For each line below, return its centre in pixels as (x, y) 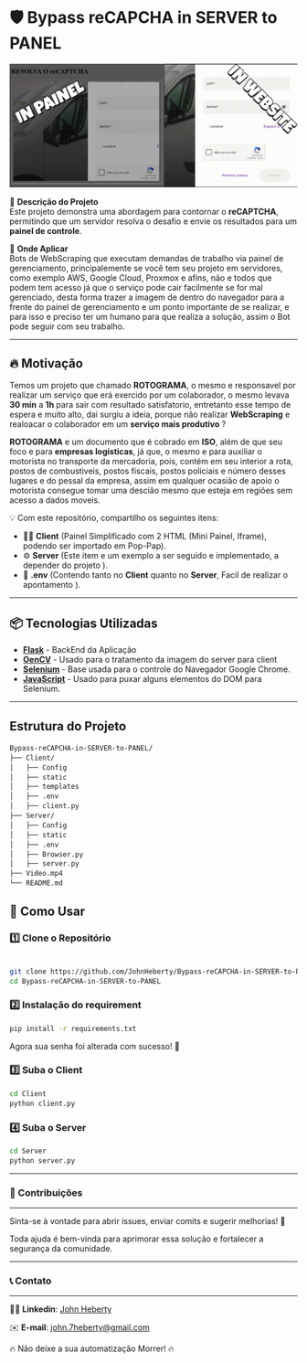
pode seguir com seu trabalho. (67, 326)
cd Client (28, 1093)
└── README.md (37, 883)
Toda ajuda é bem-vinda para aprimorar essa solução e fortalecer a (137, 1239)
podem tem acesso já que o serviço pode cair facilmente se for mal (136, 287)
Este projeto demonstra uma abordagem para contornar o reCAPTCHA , (144, 211)
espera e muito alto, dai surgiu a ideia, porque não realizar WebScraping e (150, 415)
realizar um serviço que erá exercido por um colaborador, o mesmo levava (149, 395)
